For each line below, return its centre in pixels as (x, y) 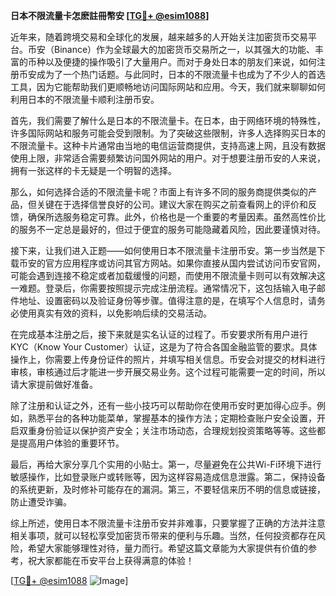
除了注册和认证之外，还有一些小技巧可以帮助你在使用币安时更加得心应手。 (163, 405)
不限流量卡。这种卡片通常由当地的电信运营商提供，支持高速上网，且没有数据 (168, 145)
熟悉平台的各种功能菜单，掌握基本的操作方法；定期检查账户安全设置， (172, 418)
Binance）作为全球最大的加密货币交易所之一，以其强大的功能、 (184, 49)
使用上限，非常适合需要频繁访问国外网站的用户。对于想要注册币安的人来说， (168, 158)
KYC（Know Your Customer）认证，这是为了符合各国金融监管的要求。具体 (164, 347)
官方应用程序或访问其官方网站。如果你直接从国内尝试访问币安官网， (185, 263)
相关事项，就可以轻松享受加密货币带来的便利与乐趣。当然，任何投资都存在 (163, 535)
